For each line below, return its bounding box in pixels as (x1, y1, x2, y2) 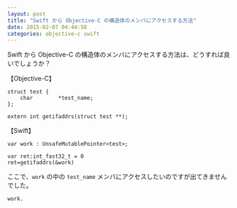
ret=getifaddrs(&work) (7, 159, 75, 166)
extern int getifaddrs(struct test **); (7, 113, 129, 120)
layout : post (7, 10, 46, 18)
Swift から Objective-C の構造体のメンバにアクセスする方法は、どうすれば (7, 50, 224, 59)
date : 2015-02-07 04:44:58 (7, 23, 87, 30)
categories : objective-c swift (7, 30, 100, 37)
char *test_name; (20, 95, 94, 102)
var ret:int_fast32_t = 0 (7, 153, 84, 160)
